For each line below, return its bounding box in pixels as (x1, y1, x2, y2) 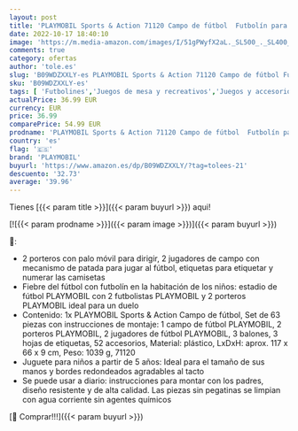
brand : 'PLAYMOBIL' (9, 152, 82, 162)
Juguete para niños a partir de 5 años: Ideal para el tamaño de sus (21, 357, 265, 367)
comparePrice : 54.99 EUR (9, 120, 101, 129)
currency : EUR (9, 104, 62, 112)
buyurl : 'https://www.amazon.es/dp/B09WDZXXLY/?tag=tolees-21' (9, 161, 248, 170)
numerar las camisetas (21, 272, 106, 283)
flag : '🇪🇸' (9, 144, 53, 153)
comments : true (9, 46, 66, 55)
